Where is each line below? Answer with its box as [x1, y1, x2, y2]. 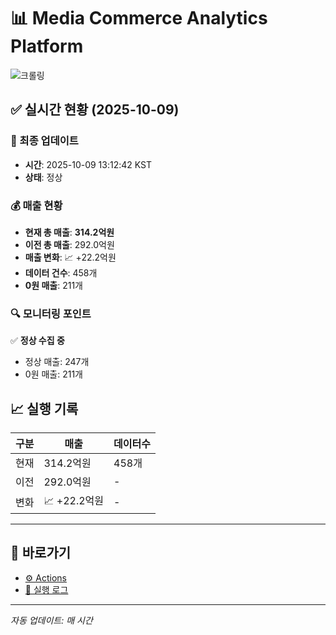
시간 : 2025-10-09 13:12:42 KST [24, 158, 152, 170]
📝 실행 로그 [24, 583, 69, 595]
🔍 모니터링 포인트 [10, 306, 92, 320]
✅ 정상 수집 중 [10, 335, 65, 347]
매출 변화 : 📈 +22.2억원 [24, 251, 117, 263]
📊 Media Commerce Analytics [10, 7, 268, 30]
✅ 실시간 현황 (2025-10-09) [10, 101, 180, 119]
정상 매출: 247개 [24, 356, 90, 368]
